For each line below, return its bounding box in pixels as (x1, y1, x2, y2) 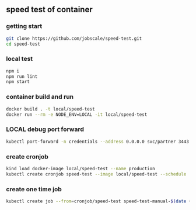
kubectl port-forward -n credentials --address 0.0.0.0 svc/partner (6, 139, 176, 144)
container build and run (6, 93, 74, 101)
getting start (6, 22, 43, 30)
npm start (6, 79, 30, 85)
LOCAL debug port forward (6, 125, 85, 133)
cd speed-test (6, 41, 41, 47)
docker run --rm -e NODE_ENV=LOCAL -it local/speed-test (6, 111, 148, 118)
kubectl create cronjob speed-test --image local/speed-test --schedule (6, 171, 187, 177)
